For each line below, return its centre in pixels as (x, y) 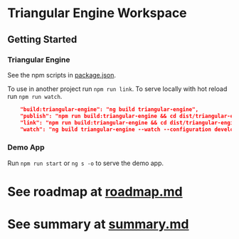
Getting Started (42, 39)
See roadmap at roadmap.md (95, 192)
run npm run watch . (35, 96)
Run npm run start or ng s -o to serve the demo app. (86, 163)
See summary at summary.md (98, 224)
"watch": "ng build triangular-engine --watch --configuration (116, 129)
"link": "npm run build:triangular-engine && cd (94, 122)
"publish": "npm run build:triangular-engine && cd (98, 116)
